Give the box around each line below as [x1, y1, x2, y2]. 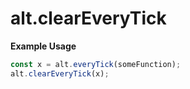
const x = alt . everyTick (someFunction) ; [10, 59, 182, 69]
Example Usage [10, 40, 77, 52]
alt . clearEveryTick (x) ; [10, 68, 110, 79]
